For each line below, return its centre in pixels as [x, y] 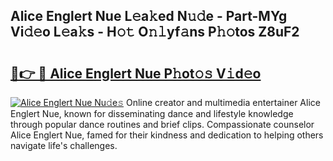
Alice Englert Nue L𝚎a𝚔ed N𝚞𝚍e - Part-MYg [149, 16]
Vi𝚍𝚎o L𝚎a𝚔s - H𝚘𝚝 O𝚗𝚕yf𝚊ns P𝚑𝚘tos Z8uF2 [155, 32]
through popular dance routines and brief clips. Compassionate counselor [162, 124]
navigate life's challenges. [64, 145]
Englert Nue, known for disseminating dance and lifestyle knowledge [152, 113]
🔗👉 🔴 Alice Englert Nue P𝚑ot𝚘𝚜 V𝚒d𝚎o [136, 73]
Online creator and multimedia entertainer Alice [223, 102]
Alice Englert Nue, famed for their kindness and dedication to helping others [167, 135]
